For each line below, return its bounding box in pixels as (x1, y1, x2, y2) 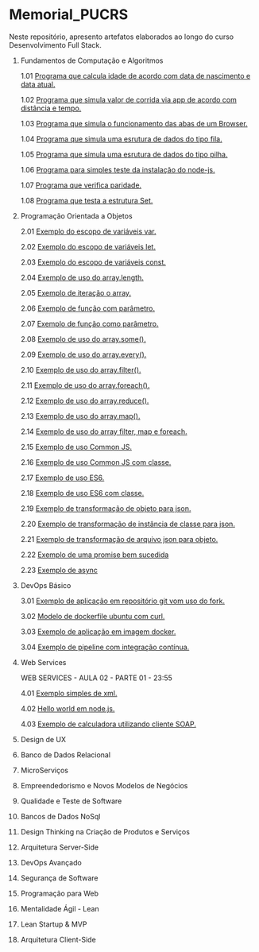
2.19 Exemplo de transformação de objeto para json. (20, 503, 191, 513)
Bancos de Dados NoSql (20, 811, 101, 821)
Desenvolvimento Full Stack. (9, 40, 102, 49)
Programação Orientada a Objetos (20, 211, 133, 220)
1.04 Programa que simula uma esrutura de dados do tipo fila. (20, 134, 223, 144)
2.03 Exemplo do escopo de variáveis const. (20, 257, 166, 267)
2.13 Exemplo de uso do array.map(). (20, 411, 141, 420)
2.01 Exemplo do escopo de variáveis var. (20, 226, 157, 236)
